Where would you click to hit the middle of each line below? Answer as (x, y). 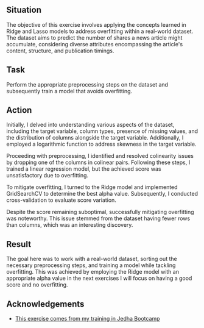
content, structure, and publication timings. (60, 51)
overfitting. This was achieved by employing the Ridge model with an (93, 272)
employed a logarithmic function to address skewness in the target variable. (101, 144)
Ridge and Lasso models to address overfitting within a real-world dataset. (100, 31)
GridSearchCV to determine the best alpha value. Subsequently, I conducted (102, 194)
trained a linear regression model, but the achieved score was (84, 169)
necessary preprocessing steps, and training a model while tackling (91, 265)
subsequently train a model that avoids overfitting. (69, 91)
